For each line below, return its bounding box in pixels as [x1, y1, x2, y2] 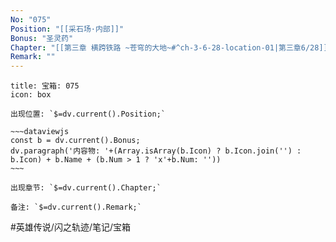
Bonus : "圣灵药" [10, 33, 74, 43]
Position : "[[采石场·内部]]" [10, 24, 125, 34]
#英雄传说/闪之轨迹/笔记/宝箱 [10, 221, 132, 233]
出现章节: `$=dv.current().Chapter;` [10, 183, 162, 193]
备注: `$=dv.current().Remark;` [10, 202, 142, 213]
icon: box [10, 90, 52, 100]
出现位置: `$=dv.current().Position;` [10, 109, 167, 120]
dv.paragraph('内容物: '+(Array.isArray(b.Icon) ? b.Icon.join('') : [10, 146, 302, 156]
